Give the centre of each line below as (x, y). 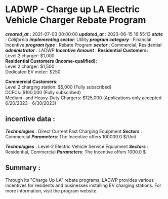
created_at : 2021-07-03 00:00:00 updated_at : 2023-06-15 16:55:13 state (84, 34)
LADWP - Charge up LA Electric (73, 9)
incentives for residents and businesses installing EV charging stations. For (83, 185)
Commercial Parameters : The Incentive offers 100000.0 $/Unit (71, 136)
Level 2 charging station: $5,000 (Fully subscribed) (58, 87)
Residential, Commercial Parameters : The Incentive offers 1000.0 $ (76, 152)
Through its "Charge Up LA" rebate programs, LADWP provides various (80, 180)
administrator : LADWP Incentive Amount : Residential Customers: (77, 50)
